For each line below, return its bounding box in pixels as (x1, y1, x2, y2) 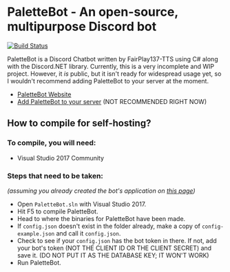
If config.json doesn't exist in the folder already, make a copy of (17, 222, 201, 230)
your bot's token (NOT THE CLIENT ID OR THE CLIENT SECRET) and (17, 244, 212, 252)
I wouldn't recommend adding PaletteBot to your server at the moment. (7, 76, 209, 85)
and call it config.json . (56, 229, 121, 238)
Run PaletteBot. (17, 258, 62, 266)
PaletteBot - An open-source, (7, 4, 178, 20)
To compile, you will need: (7, 138, 96, 148)
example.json (17, 230, 55, 238)
